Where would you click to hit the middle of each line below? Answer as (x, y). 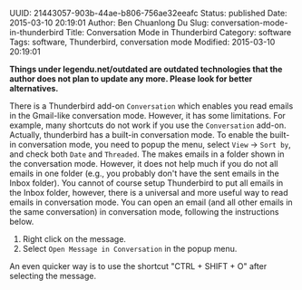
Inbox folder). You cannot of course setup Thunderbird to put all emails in (146, 183)
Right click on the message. (74, 239)
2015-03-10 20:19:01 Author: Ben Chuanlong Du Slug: (109, 23)
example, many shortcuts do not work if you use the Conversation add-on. (148, 125)
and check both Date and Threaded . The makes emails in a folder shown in (147, 154)
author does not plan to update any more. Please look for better (131, 79)
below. (22, 222)
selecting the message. (53, 276)
